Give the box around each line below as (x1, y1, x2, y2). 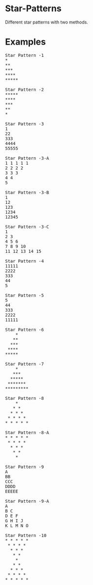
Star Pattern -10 (5, 533, 46, 538)
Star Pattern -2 (5, 87, 44, 92)
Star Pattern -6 (5, 327, 44, 332)
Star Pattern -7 (5, 361, 44, 366)
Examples (5, 36, 46, 48)
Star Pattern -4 (5, 258, 44, 264)
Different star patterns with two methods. (5, 19, 88, 25)
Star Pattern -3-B (5, 190, 49, 195)
